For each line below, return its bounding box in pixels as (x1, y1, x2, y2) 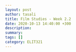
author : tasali (5, 12, 36, 17)
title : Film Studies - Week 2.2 (5, 16, 71, 21)
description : (5, 26, 32, 31)
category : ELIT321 (5, 40, 43, 45)
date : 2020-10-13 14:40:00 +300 (5, 21, 71, 26)
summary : (5, 30, 23, 35)
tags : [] (5, 35, 23, 40)
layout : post (5, 7, 32, 12)
